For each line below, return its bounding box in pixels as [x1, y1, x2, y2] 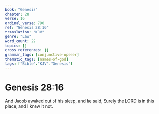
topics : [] [5, 43, 27, 48]
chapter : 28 [5, 12, 29, 16]
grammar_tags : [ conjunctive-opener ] [5, 52, 79, 57]
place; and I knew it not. [5, 103, 53, 109]
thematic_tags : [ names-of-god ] [5, 57, 69, 62]
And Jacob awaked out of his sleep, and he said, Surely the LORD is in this [5, 98, 154, 104]
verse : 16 [5, 16, 25, 21]
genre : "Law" [5, 34, 32, 39]
